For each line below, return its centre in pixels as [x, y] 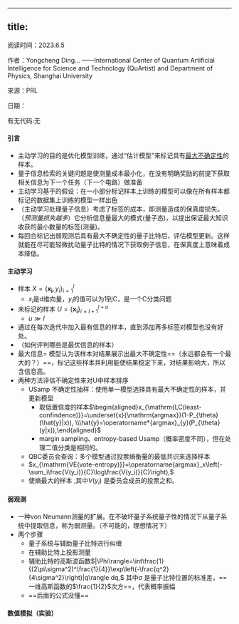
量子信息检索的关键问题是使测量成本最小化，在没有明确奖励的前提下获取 [123, 173]
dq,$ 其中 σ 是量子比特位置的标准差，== [169, 577]
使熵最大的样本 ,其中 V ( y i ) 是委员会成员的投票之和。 [103, 481]
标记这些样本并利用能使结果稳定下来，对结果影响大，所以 [142, 362]
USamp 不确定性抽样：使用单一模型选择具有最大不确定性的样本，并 [127, 389]
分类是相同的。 [80, 447]
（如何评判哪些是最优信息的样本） [68, 344]
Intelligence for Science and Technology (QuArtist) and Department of [110, 68]
